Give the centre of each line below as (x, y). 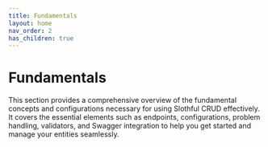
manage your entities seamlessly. (64, 134)
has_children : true (41, 38)
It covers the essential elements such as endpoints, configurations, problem (134, 117)
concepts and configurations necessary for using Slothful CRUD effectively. (134, 108)
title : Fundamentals (43, 16)
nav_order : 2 (30, 31)
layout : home (30, 23)
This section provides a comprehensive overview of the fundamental (122, 100)
